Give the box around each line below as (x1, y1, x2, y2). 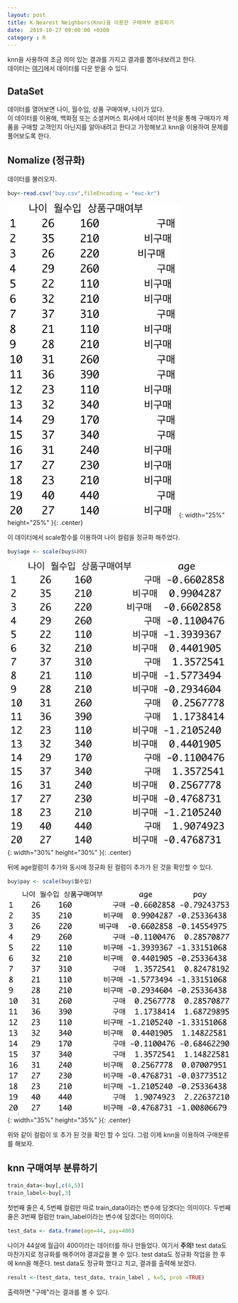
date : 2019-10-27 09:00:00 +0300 (7, 26, 110, 33)
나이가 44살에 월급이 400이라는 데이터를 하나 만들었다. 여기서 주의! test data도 (7, 1241, 227, 1250)
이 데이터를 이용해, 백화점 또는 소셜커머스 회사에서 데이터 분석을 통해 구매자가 (7, 114, 222, 122)
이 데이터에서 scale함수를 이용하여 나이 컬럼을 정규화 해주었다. (7, 533, 180, 541)
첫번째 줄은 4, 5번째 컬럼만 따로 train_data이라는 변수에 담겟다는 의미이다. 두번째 (7, 1203, 231, 1212)
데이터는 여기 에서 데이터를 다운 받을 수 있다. (7, 64, 129, 73)
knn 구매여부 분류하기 (7, 1162, 98, 1174)
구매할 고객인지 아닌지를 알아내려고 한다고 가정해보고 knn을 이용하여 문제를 (20, 123, 229, 132)
